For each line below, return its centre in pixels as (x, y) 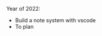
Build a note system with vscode (56, 20)
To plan (24, 27)
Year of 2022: (23, 9)
